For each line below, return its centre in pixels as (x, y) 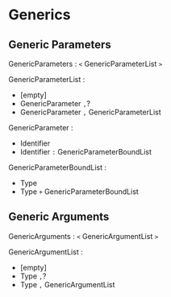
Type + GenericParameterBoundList (79, 192)
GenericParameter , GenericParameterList (90, 112)
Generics (40, 15)
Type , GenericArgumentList (67, 284)
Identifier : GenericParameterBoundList (85, 152)
